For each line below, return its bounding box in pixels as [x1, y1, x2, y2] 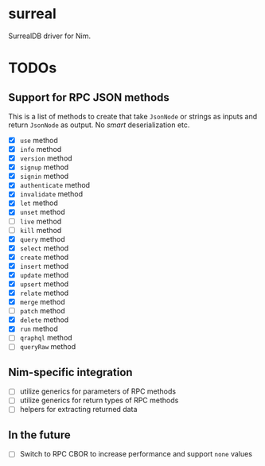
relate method [19, 288, 69, 297]
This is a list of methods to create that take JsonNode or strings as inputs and [8, 111, 258, 121]
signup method [19, 162, 69, 172]
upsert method [19, 279, 69, 289]
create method [19, 252, 69, 262]
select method [19, 243, 69, 253]
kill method [19, 225, 62, 235]
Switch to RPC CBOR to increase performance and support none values [19, 449, 253, 459]
